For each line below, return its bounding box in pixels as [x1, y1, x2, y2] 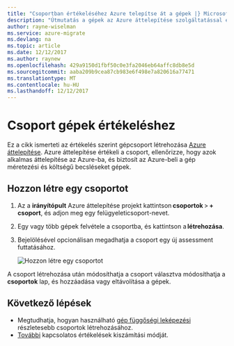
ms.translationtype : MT [7, 74, 77, 82]
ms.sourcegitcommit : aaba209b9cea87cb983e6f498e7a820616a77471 [7, 68, 195, 75]
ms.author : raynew [7, 56, 61, 63]
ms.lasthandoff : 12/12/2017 [7, 88, 89, 94]
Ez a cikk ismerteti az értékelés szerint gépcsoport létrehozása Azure [7, 140, 207, 149]
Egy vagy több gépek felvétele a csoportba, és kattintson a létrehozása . [17, 222, 224, 230]
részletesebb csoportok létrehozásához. [17, 323, 134, 331]
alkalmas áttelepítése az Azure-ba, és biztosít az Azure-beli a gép [7, 156, 196, 164]
